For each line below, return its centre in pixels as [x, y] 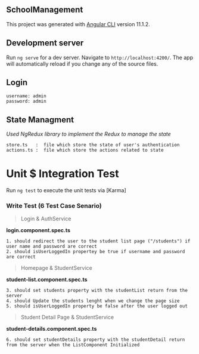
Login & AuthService [46, 219]
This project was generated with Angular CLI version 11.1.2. [78, 24]
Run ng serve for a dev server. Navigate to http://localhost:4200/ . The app [100, 57]
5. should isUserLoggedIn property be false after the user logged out [97, 306]
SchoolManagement [45, 10]
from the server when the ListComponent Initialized [73, 345]
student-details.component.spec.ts [52, 329]
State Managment [40, 120]
